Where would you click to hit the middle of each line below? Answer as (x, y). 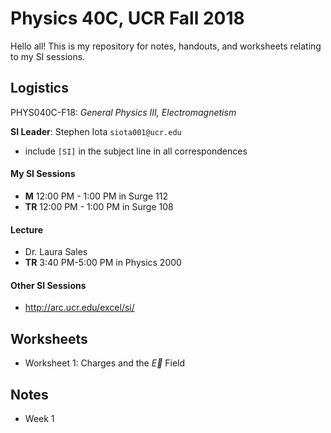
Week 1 (39, 418)
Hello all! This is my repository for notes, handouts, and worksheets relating (166, 46)
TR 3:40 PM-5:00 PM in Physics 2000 (103, 263)
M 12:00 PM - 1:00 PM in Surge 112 (96, 196)
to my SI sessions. (48, 56)
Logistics (39, 88)
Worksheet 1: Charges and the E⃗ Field (105, 363)
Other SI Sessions (48, 285)
